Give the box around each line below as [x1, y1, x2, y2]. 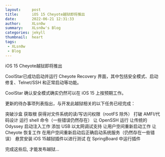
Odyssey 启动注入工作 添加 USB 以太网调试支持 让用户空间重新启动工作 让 [5, 123, 157, 129]
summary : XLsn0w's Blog [5, 26, 61, 31]
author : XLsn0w [5, 21, 46, 26]
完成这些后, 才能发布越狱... [5, 146, 59, 152]
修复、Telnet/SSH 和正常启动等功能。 [5, 79, 82, 85]
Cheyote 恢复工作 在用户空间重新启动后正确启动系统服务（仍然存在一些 [5, 129, 151, 135]
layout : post [5, 7, 41, 12]
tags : [5, 39, 16, 44]
